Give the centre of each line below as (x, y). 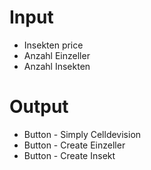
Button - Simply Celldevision (82, 134)
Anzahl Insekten (57, 66)
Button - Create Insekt (69, 155)
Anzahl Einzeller (57, 55)
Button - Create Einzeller (74, 145)
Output (39, 107)
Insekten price (53, 45)
